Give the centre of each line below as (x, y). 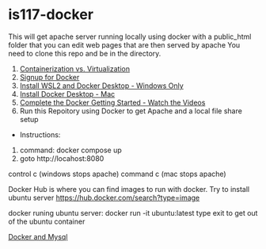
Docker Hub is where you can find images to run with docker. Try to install (129, 189)
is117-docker (51, 15)
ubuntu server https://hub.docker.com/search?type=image (104, 197)
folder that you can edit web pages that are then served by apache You (124, 44)
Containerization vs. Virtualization (75, 68)
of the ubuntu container (47, 221)
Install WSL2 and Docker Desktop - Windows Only (101, 86)
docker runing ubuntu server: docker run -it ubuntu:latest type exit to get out (133, 213)
